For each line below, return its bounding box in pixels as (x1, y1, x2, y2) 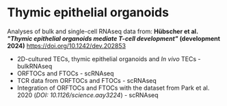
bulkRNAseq (16, 62, 53, 70)
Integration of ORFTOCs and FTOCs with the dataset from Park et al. (16, 84, 210, 92)
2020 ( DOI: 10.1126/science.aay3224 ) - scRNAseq (16, 90, 159, 99)
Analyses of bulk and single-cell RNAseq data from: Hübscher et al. (7, 27, 199, 35)
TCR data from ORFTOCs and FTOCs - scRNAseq (16, 76, 157, 84)
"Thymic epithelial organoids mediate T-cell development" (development (7, 34, 221, 42)
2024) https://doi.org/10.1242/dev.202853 (7, 41, 126, 50)
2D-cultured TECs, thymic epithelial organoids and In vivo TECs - (16, 54, 201, 63)
